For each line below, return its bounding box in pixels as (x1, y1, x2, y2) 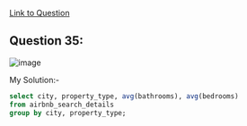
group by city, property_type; (9, 108, 127, 117)
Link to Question (9, 8, 70, 18)
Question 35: (9, 33, 84, 48)
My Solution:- (9, 74, 60, 85)
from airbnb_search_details (9, 100, 115, 109)
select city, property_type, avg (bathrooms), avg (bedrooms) (9, 91, 240, 101)
